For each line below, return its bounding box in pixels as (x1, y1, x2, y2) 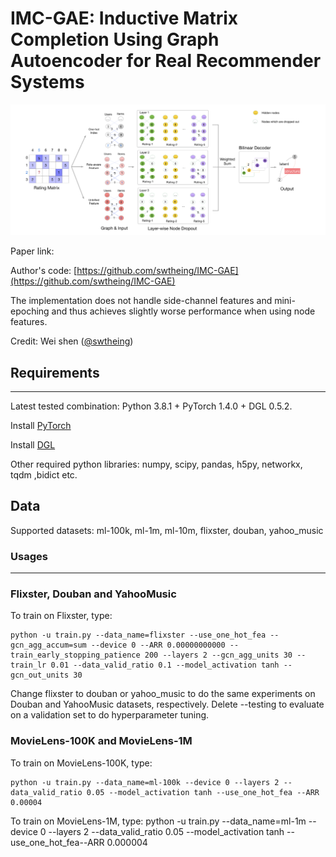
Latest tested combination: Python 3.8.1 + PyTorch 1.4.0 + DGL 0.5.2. (10, 400, 293, 412)
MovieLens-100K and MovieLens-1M (10, 734, 193, 748)
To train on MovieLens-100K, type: (10, 757, 153, 769)
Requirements (10, 364, 100, 381)
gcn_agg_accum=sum (10, 640, 87, 651)
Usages (10, 549, 48, 563)
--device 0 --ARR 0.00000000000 (90, 640, 226, 651)
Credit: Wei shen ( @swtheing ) (10, 335, 134, 347)
